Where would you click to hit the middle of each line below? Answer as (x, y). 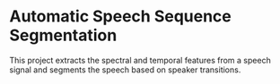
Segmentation (63, 35)
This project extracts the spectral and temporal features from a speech (140, 60)
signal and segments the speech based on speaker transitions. (125, 70)
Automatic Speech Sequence (120, 17)
